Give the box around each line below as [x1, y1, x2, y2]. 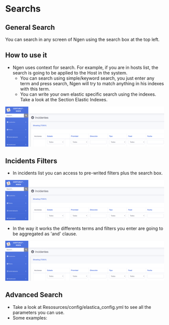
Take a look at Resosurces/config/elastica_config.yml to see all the [12, 304, 151, 310]
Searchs [5, 3, 41, 15]
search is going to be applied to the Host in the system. [12, 70, 128, 76]
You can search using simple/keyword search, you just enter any [20, 75, 155, 81]
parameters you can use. [12, 309, 65, 315]
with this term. [20, 86, 50, 92]
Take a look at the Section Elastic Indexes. [20, 96, 107, 102]
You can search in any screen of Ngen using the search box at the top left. [5, 36, 160, 42]
